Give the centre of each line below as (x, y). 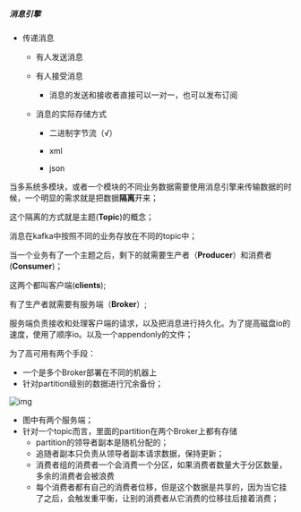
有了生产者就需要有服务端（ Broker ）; (78, 303)
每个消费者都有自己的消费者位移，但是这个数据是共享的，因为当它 (157, 487)
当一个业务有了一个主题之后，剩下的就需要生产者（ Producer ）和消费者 (141, 254)
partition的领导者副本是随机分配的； (102, 442)
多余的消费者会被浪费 (75, 475)
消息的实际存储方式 (71, 114)
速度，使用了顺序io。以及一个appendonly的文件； (101, 334)
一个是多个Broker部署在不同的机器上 (90, 372)
